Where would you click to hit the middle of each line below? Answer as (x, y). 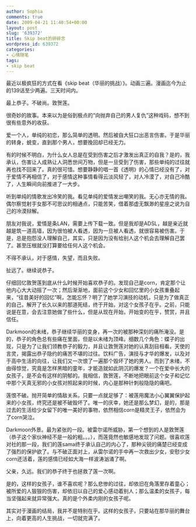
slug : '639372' (24, 33)
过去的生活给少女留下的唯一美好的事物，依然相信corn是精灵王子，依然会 (93, 410)
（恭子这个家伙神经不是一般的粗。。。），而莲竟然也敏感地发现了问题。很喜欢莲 (98, 437)
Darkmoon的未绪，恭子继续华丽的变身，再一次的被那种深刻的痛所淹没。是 (95, 332)
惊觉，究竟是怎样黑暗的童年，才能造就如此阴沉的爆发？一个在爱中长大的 (103, 368)
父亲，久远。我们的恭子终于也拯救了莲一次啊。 (62, 471)
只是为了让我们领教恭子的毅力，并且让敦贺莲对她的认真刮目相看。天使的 (103, 346)
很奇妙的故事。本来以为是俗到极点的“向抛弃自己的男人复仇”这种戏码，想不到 (98, 115)
